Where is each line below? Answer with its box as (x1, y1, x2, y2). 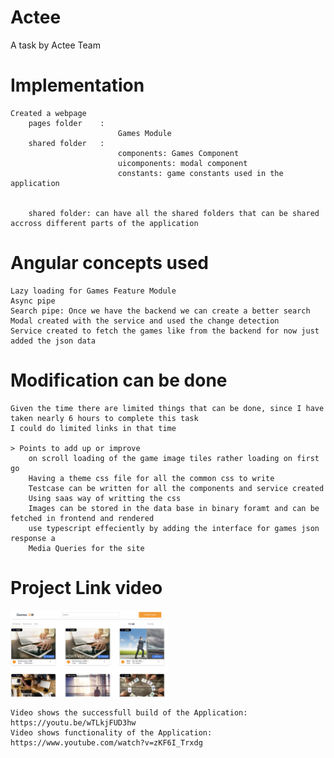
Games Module (117, 128, 172, 138)
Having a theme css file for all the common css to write (28, 473, 275, 483)
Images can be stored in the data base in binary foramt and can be (28, 503, 320, 513)
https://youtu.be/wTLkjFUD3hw (10, 717, 137, 728)
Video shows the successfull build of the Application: (10, 707, 248, 718)
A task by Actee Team (10, 39, 101, 51)
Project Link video (10, 576, 163, 599)
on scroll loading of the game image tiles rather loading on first (28, 453, 320, 463)
